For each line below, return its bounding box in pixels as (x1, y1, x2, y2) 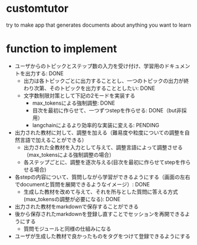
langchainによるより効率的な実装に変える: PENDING (32, 121, 159, 128)
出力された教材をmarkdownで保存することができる (14, 203, 139, 210)
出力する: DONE (25, 70, 64, 77)
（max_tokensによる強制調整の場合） (23, 151, 115, 158)
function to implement (6, 42, 117, 56)
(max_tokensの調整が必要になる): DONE (23, 195, 121, 202)
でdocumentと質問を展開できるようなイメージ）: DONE (14, 180, 150, 188)
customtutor (6, 2, 69, 15)
